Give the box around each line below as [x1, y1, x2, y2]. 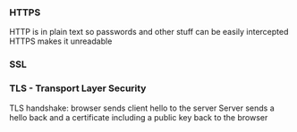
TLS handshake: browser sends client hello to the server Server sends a [9, 103, 275, 113]
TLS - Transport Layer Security [9, 82, 147, 95]
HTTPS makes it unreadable [9, 36, 113, 46]
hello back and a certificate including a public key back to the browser [9, 111, 268, 122]
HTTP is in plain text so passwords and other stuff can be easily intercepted [9, 27, 289, 37]
